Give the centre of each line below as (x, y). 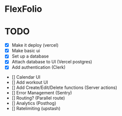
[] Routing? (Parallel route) (38, 98)
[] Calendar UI (26, 77)
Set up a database (30, 56)
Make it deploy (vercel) (35, 45)
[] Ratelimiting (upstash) (36, 109)
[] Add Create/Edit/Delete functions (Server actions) (64, 87)
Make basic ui (26, 51)
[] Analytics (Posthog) (34, 103)
